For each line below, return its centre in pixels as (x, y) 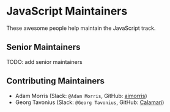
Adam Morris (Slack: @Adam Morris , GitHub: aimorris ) (81, 96)
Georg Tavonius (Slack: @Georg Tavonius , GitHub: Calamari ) (90, 102)
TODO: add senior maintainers (44, 61)
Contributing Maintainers (56, 81)
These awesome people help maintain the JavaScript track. (81, 28)
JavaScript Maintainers (67, 11)
